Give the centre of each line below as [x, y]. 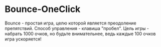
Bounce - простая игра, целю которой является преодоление [70, 23]
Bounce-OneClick [43, 9]
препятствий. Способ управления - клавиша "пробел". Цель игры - [77, 28]
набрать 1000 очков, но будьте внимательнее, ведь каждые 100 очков [80, 33]
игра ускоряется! [23, 39]
